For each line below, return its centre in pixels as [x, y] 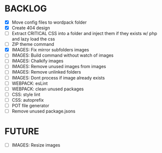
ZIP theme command [33, 44]
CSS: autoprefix [28, 100]
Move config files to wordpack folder [49, 22]
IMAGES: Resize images [36, 145]
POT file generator [31, 105]
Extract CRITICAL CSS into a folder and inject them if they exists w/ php [84, 34]
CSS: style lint [26, 94]
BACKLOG [26, 9]
